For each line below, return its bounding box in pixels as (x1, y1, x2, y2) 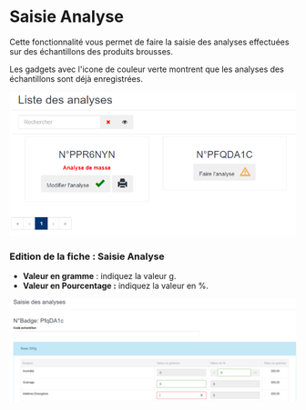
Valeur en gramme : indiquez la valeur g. (22, 271, 177, 282)
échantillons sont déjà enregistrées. (9, 73, 144, 84)
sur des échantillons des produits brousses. (9, 45, 173, 56)
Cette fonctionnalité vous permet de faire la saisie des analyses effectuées (9, 36, 290, 47)
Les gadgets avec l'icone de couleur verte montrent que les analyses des (9, 64, 284, 75)
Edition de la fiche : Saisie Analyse (9, 250, 165, 263)
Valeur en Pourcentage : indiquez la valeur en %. (22, 280, 209, 292)
